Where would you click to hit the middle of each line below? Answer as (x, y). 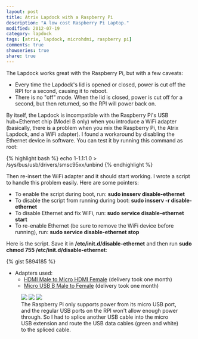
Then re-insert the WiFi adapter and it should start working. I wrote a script (98, 176)
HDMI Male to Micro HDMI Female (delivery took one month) (98, 279)
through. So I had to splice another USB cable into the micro (95, 317)
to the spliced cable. (46, 329)
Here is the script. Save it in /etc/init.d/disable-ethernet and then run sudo (99, 243)
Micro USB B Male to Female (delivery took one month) (91, 285)
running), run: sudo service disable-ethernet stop (77, 232)
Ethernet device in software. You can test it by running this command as (95, 140)
